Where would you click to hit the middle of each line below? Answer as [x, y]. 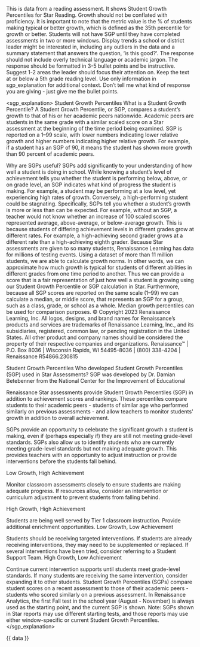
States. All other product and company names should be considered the [95, 337]
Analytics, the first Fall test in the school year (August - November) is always [100, 601]
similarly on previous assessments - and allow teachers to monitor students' [100, 412]
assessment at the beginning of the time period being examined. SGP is [94, 129]
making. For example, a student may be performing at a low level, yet [91, 191]
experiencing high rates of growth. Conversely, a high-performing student [97, 197]
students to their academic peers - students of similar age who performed [97, 405]
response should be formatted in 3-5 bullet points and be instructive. [91, 66]
